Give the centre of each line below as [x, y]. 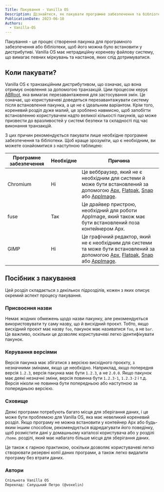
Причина [119, 161]
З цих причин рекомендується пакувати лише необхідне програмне [76, 135]
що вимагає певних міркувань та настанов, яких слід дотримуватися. [78, 57]
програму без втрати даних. [35, 457]
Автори [14, 470]
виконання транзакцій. [29, 125]
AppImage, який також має [113, 216]
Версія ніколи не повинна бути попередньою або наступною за [72, 383]
